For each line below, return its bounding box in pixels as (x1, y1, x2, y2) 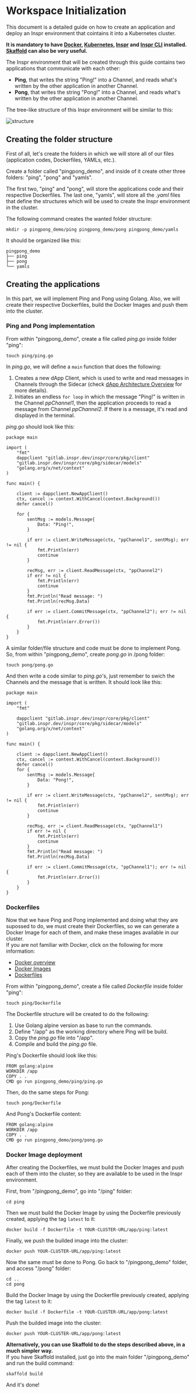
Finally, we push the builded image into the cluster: (6, 1237, 128, 1244)
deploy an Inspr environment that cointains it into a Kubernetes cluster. (6, 29, 176, 36)
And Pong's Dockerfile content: (6, 1111, 82, 1118)
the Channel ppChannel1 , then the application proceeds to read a (14, 399, 171, 406)
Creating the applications (6, 279, 100, 289)
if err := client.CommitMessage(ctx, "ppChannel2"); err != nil (27, 608, 187, 614)
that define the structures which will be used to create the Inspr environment (6, 197, 190, 204)
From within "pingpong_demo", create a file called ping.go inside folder (6, 335, 177, 342)
